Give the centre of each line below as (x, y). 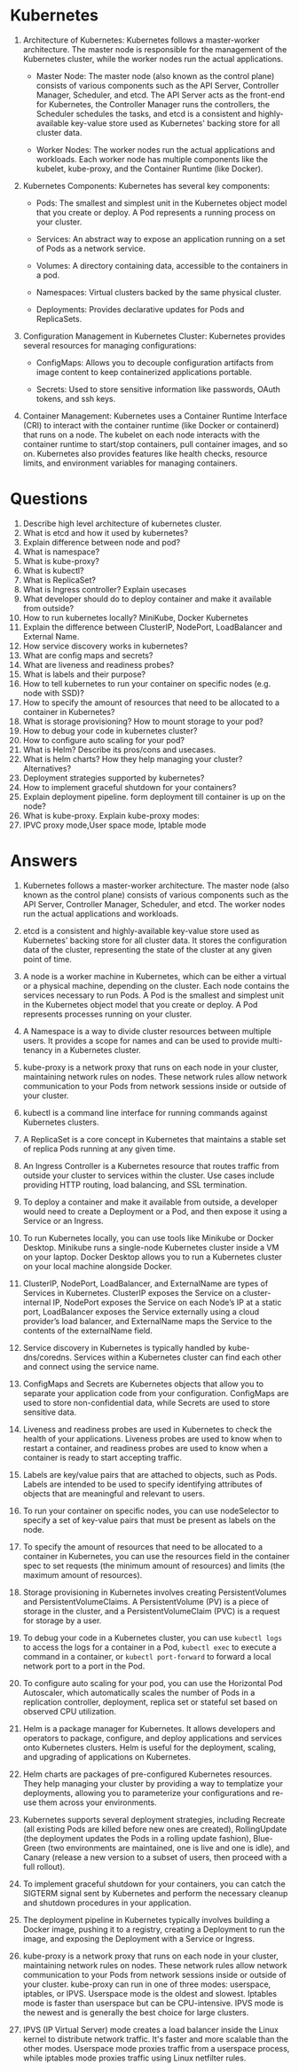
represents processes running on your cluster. (107, 1014)
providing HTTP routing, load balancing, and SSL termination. (135, 1184)
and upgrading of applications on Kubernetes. (107, 1756)
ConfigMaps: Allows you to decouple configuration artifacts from (155, 362)
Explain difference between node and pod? (102, 542)
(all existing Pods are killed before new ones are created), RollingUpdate (155, 1829)
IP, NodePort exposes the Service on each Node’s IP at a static (167, 1302)
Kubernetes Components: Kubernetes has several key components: (146, 185)
